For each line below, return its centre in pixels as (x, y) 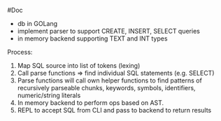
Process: (20, 52)
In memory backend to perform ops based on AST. (91, 103)
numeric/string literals (49, 95)
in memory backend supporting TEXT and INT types (92, 38)
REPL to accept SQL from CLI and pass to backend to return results (114, 110)
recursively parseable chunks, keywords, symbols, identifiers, (106, 88)
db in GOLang (37, 23)
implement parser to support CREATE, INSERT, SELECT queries (109, 31)
